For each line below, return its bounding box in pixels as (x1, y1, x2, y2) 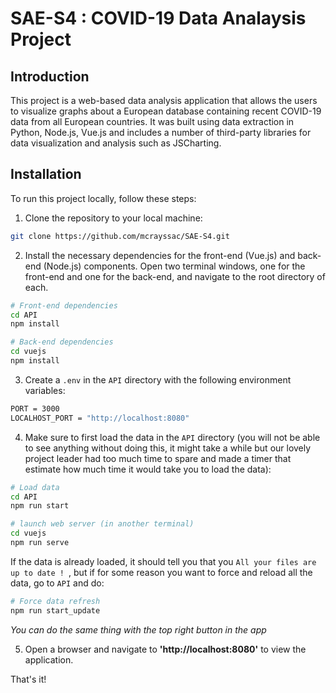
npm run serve (10, 538, 70, 548)
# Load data (10, 482, 60, 492)
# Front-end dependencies (10, 300, 118, 311)
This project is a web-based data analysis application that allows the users (10, 95, 318, 106)
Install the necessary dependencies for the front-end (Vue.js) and (24, 249, 296, 261)
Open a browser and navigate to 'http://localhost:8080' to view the (24, 643, 307, 655)
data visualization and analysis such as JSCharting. (10, 137, 222, 149)
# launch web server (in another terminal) (10, 519, 195, 529)
